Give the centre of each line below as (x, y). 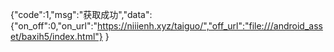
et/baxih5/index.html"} (56, 36)
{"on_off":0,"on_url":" (54, 26)
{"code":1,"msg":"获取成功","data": (81, 14)
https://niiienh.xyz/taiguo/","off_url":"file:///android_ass (210, 26)
